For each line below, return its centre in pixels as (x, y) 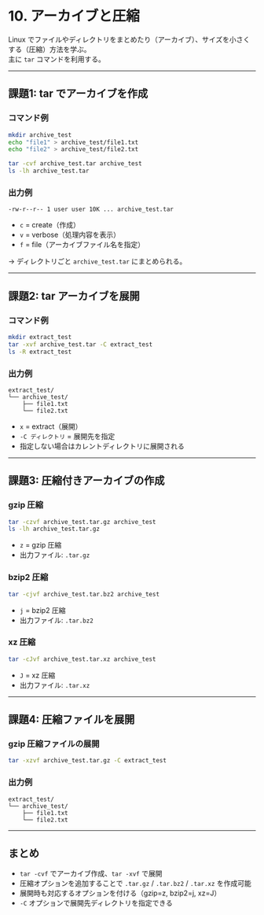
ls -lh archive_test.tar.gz (54, 529)
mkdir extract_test (40, 337)
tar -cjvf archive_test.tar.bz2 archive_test (84, 594)
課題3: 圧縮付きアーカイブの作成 (86, 481)
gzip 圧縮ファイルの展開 (54, 744)
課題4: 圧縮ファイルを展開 (71, 719)
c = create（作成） (49, 225)
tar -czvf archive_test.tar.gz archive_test (82, 522)
